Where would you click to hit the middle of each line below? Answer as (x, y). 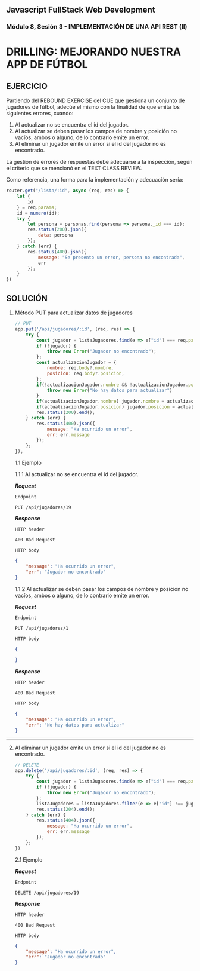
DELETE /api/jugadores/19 (47, 893)
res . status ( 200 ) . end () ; (66, 412)
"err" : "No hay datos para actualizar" (75, 725)
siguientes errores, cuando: (40, 114)
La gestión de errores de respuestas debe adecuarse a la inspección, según (99, 162)
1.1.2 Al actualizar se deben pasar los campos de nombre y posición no (101, 589)
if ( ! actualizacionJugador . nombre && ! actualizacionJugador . (112, 385)
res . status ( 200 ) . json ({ (57, 229)
